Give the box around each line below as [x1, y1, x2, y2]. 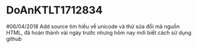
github [6, 35, 22, 42]
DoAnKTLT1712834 [6, 4, 103, 17]
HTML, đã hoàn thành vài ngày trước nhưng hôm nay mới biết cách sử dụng [6, 29, 192, 36]
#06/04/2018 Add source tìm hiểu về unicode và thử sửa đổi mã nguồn [6, 23, 180, 30]
